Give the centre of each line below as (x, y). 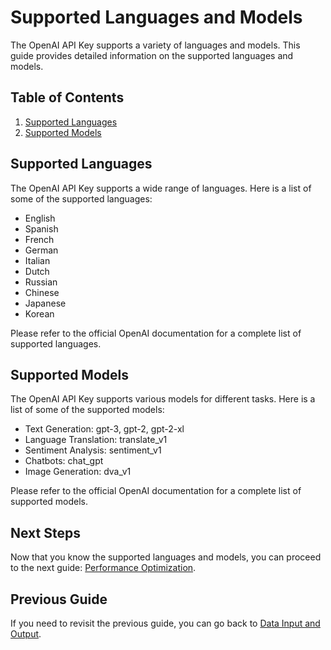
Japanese (45, 303)
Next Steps (45, 532)
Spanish (41, 228)
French (39, 239)
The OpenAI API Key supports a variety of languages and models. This (155, 45)
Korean (39, 313)
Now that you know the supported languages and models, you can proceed (166, 557)
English (40, 218)
